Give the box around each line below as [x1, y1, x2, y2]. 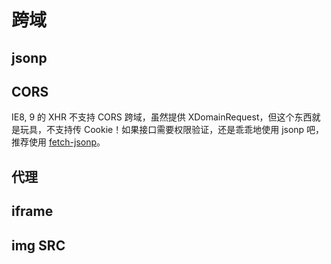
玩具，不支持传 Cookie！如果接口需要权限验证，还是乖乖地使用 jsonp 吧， [19, 124, 325, 136]
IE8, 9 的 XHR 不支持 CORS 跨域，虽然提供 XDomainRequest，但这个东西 [11, 111, 313, 123]
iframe [11, 203, 54, 220]
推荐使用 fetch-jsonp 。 [11, 136, 106, 148]
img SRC [11, 237, 66, 254]
